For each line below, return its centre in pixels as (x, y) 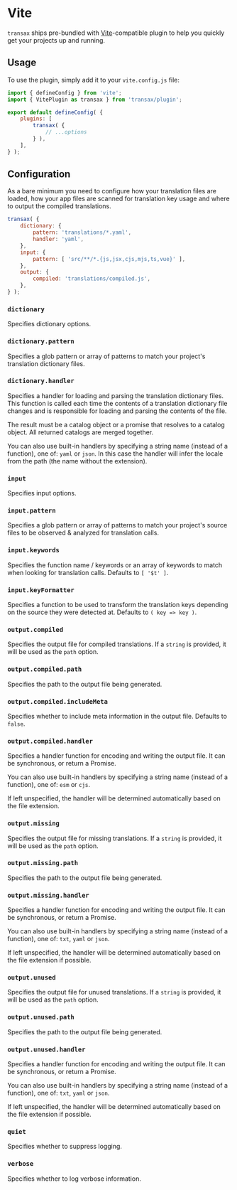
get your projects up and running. (56, 40)
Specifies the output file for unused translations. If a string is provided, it (114, 992)
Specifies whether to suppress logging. (65, 1147)
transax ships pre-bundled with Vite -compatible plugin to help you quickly (116, 33)
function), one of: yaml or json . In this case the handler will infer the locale (115, 454)
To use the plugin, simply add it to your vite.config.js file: (93, 80)
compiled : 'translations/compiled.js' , (92, 279)
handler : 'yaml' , (58, 240)
